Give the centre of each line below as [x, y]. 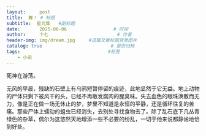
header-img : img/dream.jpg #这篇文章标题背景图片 [72, 40]
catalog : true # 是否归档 [71, 46]
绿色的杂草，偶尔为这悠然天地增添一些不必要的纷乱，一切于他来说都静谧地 [100, 119]
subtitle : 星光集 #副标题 [41, 23]
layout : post [29, 12]
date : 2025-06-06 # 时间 [67, 29]
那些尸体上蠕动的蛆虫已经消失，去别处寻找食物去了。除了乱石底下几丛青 [108, 111]
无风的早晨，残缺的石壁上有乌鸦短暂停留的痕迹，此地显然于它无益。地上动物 [103, 88]
